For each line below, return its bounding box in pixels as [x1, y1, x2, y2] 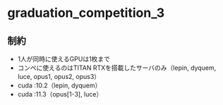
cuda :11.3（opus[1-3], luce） [17, 90, 103, 98]
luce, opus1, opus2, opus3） [17, 73, 101, 80]
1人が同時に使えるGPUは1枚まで [17, 55, 111, 63]
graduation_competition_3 [7, 5, 165, 21]
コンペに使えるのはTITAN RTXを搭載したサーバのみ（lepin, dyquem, [17, 63, 217, 72]
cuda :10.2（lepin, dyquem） [17, 81, 102, 89]
